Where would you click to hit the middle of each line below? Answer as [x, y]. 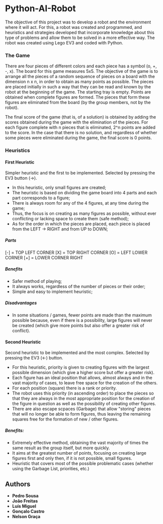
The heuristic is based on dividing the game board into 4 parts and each [84, 193]
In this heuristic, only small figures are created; [59, 188]
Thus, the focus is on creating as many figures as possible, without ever [84, 213]
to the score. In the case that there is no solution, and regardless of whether [81, 133]
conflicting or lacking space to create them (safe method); [70, 219]
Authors [18, 484]
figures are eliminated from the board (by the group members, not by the [78, 103]
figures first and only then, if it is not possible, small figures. [72, 458]
